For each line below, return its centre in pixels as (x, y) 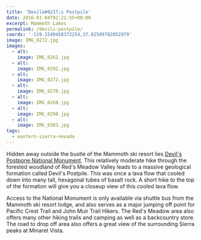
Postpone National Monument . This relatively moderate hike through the (97, 160)
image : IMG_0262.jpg (43, 57)
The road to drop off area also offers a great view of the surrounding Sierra (100, 224)
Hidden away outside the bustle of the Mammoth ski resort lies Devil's (94, 154)
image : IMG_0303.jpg (43, 125)
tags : (13, 131)
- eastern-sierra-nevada (43, 137)
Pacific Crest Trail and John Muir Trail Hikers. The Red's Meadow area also (100, 211)
